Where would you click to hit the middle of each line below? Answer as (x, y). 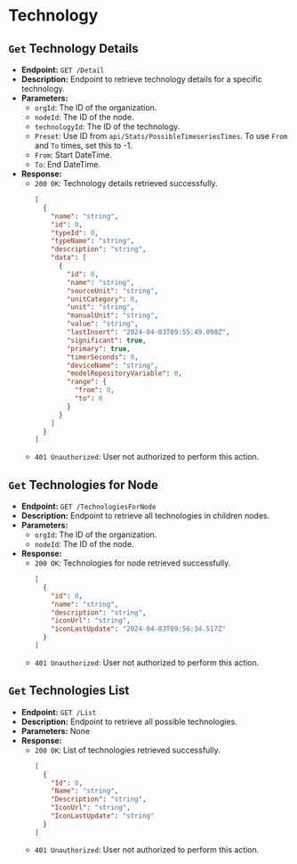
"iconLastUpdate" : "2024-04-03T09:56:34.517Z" (139, 629)
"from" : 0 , (94, 390)
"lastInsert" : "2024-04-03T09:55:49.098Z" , (148, 332)
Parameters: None (56, 730)
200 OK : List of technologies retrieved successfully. (127, 750)
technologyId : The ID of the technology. (107, 126)
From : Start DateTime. (73, 155)
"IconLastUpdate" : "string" (103, 816)
